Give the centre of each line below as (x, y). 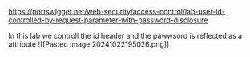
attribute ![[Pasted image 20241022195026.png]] (89, 44)
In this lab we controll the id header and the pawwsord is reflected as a (125, 36)
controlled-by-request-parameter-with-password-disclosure (108, 20)
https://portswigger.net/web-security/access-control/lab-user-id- (117, 12)
